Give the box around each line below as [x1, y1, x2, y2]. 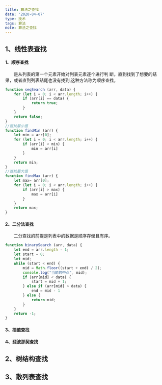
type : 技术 [5, 16, 26, 21]
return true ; [31, 101, 58, 106]
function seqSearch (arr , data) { [5, 87, 76, 92]
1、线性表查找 [5, 45, 47, 53]
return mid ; [31, 297, 56, 302]
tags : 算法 [5, 21, 26, 26]
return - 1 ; [14, 311, 36, 316]
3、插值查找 [5, 327, 30, 333]
